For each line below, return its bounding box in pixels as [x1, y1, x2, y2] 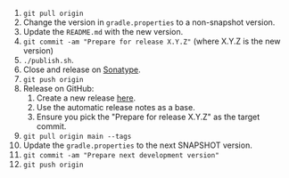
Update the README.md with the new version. [22, 27, 184, 36]
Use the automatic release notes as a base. [36, 102, 195, 112]
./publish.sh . [22, 55, 74, 65]
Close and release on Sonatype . [22, 64, 141, 75]
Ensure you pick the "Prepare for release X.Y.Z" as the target [36, 111, 260, 122]
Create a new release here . [36, 93, 136, 103]
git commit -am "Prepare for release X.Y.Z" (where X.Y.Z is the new [22, 36, 281, 46]
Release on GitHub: [22, 84, 95, 93]
